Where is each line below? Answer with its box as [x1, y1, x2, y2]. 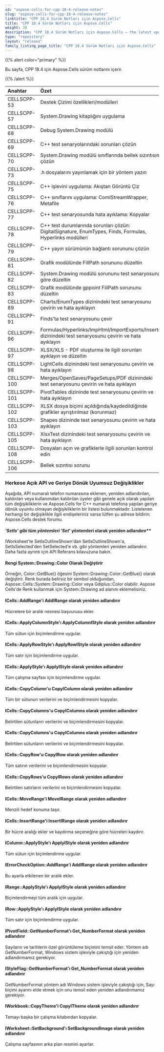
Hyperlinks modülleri [40, 234, 88, 241]
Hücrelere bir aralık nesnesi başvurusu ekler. [5, 608, 95, 614]
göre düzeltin [40, 276, 71, 283]
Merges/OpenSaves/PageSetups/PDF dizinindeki [40, 374, 153, 381]
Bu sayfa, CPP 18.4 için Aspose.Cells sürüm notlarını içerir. [5, 66, 123, 72]
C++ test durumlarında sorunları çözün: [40, 222, 130, 228]
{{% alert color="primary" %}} [5, 57, 66, 62]
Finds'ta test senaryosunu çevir [40, 315, 113, 322]
